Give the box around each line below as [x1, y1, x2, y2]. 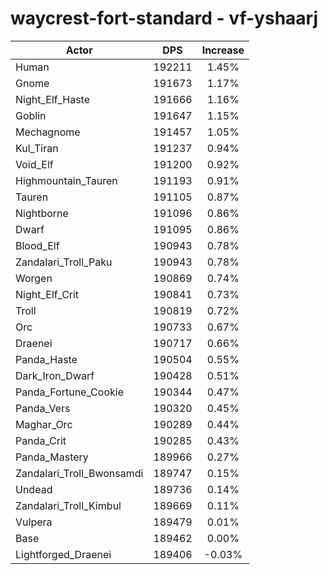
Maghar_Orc [15, 417, 73, 431]
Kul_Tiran [15, 141, 59, 155]
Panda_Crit [15, 433, 67, 447]
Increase [201, 43, 245, 57]
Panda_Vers [15, 401, 71, 415]
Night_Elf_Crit [15, 287, 80, 301]
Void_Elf [15, 157, 54, 171]
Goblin [15, 108, 47, 122]
